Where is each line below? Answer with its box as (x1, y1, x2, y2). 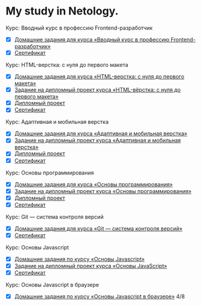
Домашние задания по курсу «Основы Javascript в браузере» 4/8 (14, 293, 185, 300)
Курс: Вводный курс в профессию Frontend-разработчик (5, 24, 153, 31)
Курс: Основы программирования (5, 169, 94, 176)
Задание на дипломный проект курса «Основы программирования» (14, 187, 192, 194)
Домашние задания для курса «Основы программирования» (14, 180, 173, 188)
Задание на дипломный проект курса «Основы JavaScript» (14, 263, 167, 269)
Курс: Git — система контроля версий (5, 213, 104, 220)
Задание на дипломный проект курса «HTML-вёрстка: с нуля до (14, 86, 181, 94)
